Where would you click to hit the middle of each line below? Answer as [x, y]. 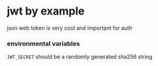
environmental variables [44, 44]
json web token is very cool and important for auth [70, 28]
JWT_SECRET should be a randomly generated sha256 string [80, 57]
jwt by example [46, 11]
